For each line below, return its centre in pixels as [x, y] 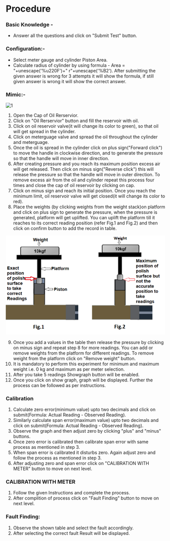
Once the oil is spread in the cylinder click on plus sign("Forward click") [88, 148]
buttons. [22, 436]
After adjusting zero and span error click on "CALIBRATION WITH [81, 463]
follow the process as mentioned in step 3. [57, 458]
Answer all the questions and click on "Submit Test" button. [75, 35]
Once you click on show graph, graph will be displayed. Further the [83, 380]
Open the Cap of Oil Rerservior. [46, 115]
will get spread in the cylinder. [44, 132]
